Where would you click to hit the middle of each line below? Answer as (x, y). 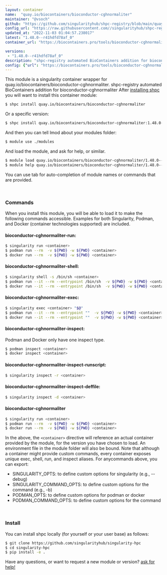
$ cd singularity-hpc (28, 548)
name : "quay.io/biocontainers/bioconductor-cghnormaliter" (69, 14)
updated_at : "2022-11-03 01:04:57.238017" (50, 33)
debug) (20, 479)
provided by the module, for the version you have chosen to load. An (75, 443)
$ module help (20, 165)
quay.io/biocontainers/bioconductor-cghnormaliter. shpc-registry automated (83, 85)
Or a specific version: (27, 114)
